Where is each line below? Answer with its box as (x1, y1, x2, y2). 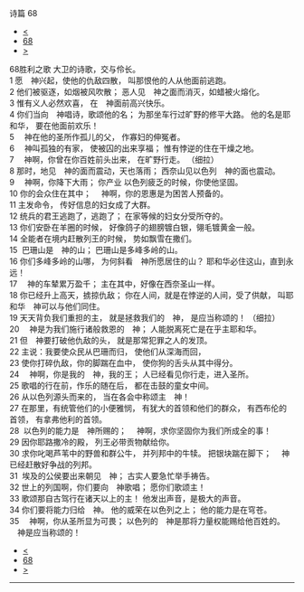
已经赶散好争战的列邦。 (9, 459, 97, 470)
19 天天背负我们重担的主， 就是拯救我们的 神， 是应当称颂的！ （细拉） (9, 313, 280, 323)
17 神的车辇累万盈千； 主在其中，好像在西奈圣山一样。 (9, 278, 220, 289)
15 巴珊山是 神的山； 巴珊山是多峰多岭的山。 (9, 245, 183, 255)
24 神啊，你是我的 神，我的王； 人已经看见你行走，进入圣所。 (9, 369, 254, 380)
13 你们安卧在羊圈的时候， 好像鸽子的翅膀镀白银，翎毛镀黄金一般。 (9, 222, 261, 232)
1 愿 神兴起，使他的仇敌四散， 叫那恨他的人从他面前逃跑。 (9, 75, 232, 86)
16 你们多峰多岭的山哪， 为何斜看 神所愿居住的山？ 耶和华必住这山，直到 (9, 256, 287, 267)
